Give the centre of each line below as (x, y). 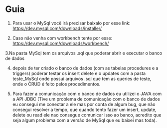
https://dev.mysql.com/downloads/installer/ (57, 28)
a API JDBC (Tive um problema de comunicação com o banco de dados (86, 99)
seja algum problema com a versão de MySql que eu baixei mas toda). (84, 120)
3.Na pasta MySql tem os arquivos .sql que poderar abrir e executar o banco (84, 53)
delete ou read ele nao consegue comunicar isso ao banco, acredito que (87, 115)
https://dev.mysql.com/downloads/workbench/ (61, 43)
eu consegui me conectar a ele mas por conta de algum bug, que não (84, 104)
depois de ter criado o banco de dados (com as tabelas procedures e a (85, 68)
